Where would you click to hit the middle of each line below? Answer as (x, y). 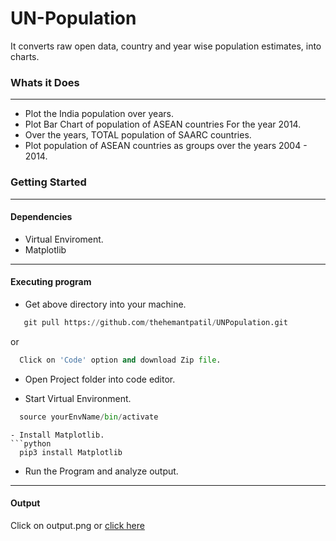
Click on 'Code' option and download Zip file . (120, 360)
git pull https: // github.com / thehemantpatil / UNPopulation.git (155, 322)
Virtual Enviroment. (64, 239)
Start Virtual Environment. (78, 398)
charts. (25, 56)
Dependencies (41, 217)
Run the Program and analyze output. (101, 471)
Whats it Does (45, 82)
